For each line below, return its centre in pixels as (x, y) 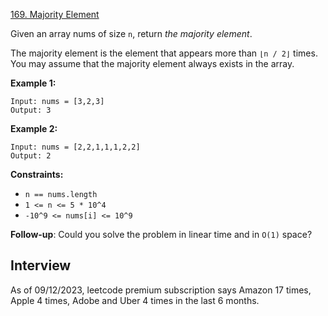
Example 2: (34, 128)
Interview (41, 265)
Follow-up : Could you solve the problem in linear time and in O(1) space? (161, 234)
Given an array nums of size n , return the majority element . (131, 33)
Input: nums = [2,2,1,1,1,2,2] (75, 147)
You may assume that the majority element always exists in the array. (152, 63)
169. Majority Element (55, 14)
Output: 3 (31, 110)
